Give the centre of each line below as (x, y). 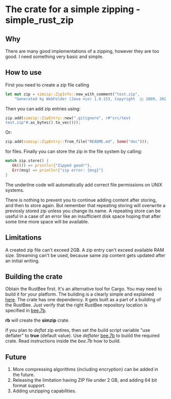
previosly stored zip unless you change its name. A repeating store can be (83, 211)
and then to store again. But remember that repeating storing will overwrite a (85, 205)
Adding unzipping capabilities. (44, 391)
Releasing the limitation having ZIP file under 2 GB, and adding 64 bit (85, 380)
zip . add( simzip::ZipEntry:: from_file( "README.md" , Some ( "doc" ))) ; (77, 142)
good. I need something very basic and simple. (54, 56)
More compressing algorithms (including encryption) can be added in (85, 369)
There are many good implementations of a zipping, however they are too (82, 51)
